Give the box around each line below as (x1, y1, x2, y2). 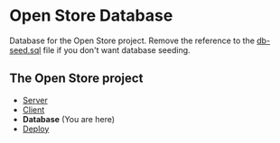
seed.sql (9, 44, 42, 55)
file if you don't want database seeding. (42, 44, 191, 55)
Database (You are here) (22, 113, 116, 124)
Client (22, 104, 45, 115)
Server (22, 94, 48, 105)
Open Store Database (9, 5, 173, 26)
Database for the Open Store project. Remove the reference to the (9, 35, 256, 46)
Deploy (22, 123, 50, 134)
